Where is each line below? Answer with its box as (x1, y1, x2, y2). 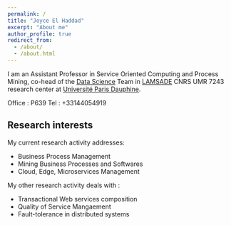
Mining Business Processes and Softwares (17, 159, 143, 168)
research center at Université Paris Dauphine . (7, 85, 141, 93)
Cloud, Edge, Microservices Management (17, 167, 140, 175)
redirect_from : (7, 37, 53, 44)
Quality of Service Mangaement (17, 202, 112, 211)
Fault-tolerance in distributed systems (17, 209, 130, 218)
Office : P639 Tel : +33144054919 (7, 98, 107, 107)
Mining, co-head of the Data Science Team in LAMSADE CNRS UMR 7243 (7, 77, 225, 85)
